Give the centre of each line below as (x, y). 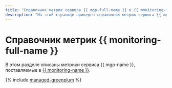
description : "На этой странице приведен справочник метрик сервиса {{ (83, 15)
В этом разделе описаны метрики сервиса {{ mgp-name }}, (70, 65)
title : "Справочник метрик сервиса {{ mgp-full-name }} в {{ (72, 10)
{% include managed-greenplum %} (44, 80)
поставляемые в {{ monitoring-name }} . (48, 70)
